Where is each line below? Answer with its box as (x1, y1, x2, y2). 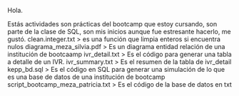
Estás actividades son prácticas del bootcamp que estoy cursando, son (7, 20, 218, 28)
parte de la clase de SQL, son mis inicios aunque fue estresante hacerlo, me (7, 28, 231, 36)
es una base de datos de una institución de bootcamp (7, 73, 166, 81)
